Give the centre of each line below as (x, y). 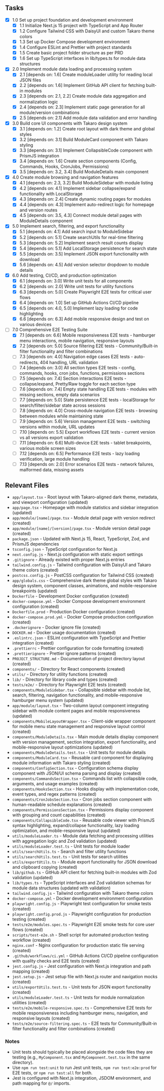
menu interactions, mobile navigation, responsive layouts (77, 341)
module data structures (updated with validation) (61, 888)
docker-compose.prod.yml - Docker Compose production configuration (83, 617)
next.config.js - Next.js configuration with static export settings (78, 554)
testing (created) (29, 919)
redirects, (29, 362)
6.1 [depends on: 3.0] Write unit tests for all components (76, 281)
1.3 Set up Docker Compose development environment (74, 42)
